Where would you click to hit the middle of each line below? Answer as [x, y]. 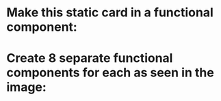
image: [27, 87]
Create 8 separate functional [90, 58]
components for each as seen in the [110, 73]
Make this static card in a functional [110, 13]
